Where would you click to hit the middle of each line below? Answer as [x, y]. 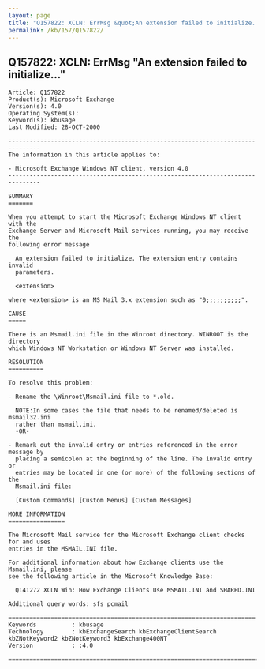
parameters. [35, 272]
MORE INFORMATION [37, 514]
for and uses [30, 542]
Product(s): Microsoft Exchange [61, 100]
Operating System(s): [44, 114]
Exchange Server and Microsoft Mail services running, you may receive [128, 231]
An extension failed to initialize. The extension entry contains [127, 259]
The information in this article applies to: [84, 155]
